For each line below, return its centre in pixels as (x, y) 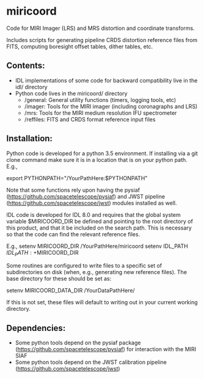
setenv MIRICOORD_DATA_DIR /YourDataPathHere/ (71, 291)
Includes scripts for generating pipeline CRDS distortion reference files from (102, 40)
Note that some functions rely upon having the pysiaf (73, 190)
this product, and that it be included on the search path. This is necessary (99, 228)
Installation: (30, 139)
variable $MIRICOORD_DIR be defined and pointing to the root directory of (100, 221)
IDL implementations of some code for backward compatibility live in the (106, 80)
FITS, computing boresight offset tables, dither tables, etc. (80, 46)
